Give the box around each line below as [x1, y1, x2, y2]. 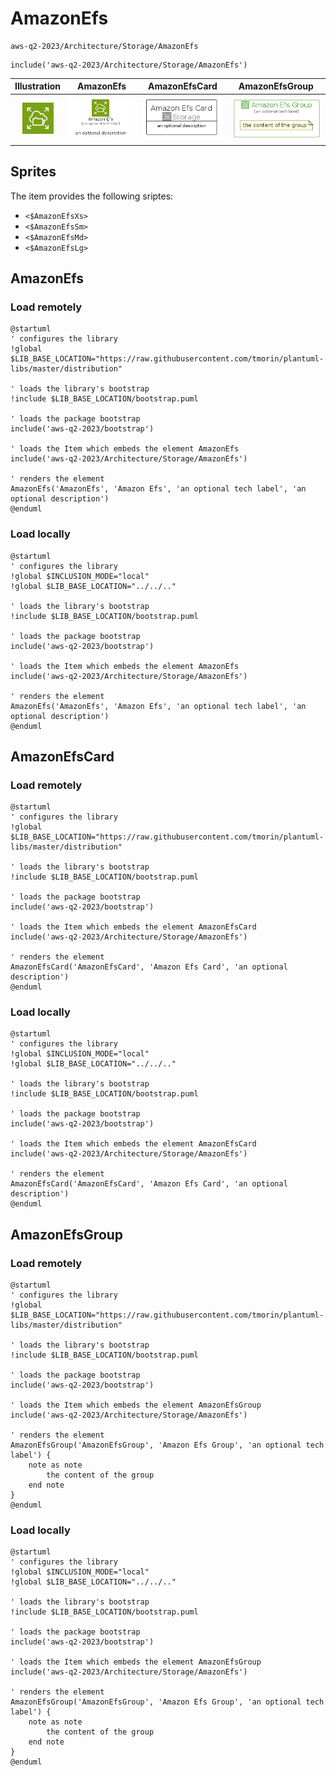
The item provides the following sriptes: [10, 190, 174, 202]
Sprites [10, 163, 57, 181]
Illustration [14, 80, 62, 92]
